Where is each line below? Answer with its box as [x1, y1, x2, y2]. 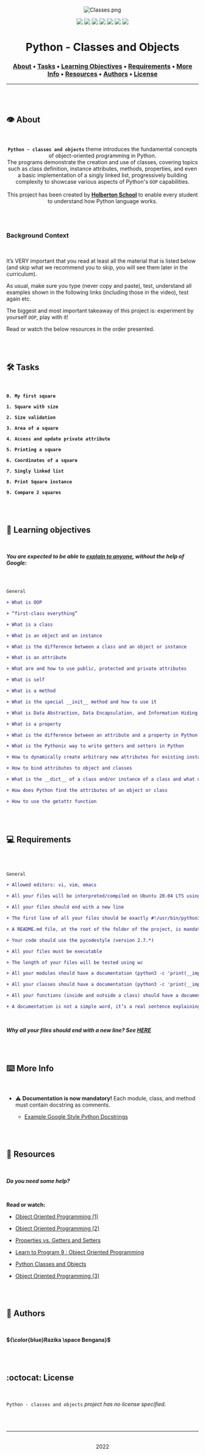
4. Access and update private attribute [6, 436, 111, 442]
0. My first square [6, 393, 56, 399]
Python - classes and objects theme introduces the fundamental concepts [7, 146, 198, 153]
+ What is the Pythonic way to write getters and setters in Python [6, 743, 184, 750]
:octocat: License [6, 1372, 74, 1383]
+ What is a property [6, 721, 62, 727]
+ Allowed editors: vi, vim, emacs [6, 882, 97, 888]
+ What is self [6, 677, 45, 683]
